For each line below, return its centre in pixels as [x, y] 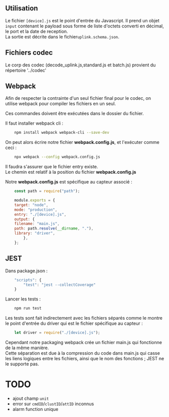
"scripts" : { [28, 280]
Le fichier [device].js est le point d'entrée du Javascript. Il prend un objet [82, 20]
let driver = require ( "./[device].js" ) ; [57, 333]
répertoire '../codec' [26, 70]
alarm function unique [35, 409]
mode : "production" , [36, 210]
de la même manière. [27, 348]
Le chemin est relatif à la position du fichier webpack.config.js [71, 172]
